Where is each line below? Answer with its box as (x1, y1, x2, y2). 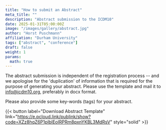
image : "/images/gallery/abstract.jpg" (5, 26, 89, 31)
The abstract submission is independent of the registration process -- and (5, 73, 159, 79)
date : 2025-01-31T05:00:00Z (5, 21, 65, 27)
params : (5, 54, 22, 59)
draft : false (5, 45, 33, 50)
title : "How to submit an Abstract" (5, 7, 82, 13)
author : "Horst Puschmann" (5, 31, 62, 36)
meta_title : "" (5, 12, 37, 17)
